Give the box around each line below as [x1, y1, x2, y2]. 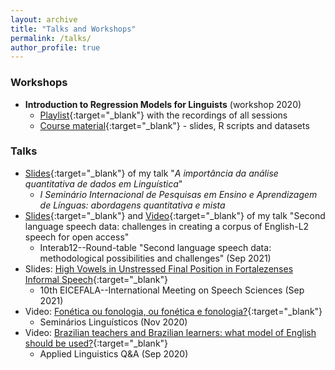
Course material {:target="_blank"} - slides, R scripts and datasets [39, 119, 310, 131]
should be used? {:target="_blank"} [24, 337, 169, 349]
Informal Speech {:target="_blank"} [24, 273, 168, 285]
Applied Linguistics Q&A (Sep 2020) [39, 347, 189, 360]
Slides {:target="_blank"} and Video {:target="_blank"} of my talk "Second [24, 209, 326, 221]
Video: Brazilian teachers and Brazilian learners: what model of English [24, 326, 317, 338]
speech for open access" [24, 231, 130, 243]
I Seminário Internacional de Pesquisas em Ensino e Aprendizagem [39, 188, 318, 200]
